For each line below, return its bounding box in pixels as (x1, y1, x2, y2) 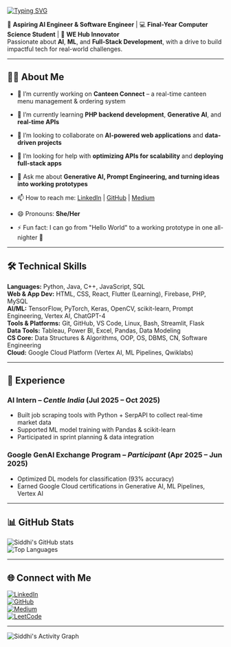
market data (16, 418, 52, 427)
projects (37, 138, 62, 146)
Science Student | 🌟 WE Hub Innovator (7, 30, 120, 38)
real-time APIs (16, 117, 60, 126)
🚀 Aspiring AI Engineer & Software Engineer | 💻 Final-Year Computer (7, 21, 208, 28)
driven (16, 138, 36, 146)
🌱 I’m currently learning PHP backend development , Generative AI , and (16, 110, 221, 119)
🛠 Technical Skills (7, 261, 87, 272)
